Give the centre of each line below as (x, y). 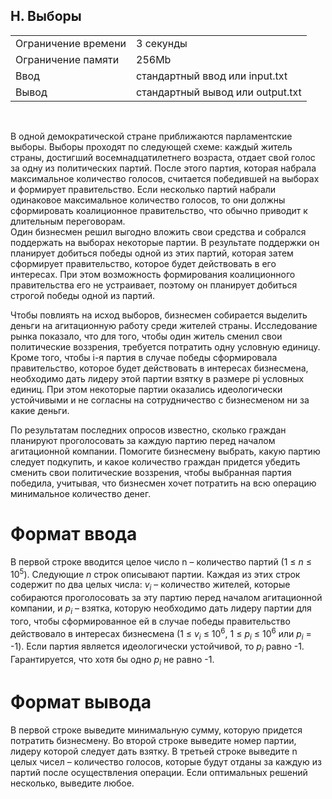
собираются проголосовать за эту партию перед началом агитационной (166, 598)
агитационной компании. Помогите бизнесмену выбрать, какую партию (165, 451)
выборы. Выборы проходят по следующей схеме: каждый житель (151, 146)
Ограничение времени (71, 43)
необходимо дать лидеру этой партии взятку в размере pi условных (157, 378)
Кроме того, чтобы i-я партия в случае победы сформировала (144, 357)
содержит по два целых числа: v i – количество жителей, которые (150, 586)
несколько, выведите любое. (72, 783)
